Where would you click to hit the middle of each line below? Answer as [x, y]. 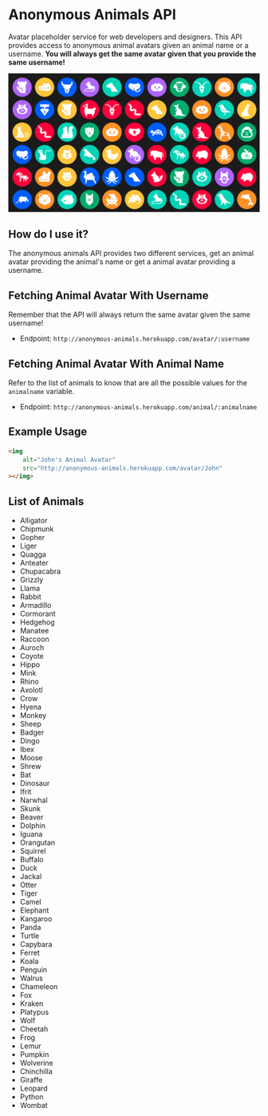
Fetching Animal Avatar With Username [108, 296]
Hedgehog [37, 622]
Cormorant [37, 614]
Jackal [31, 877]
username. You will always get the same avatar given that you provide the [132, 53]
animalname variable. [41, 391]
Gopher [32, 538]
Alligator [33, 521]
